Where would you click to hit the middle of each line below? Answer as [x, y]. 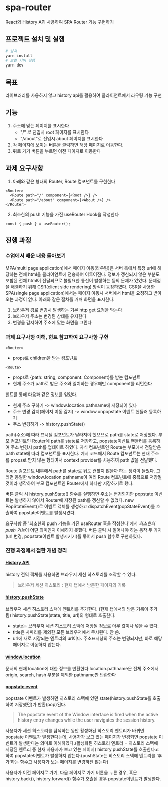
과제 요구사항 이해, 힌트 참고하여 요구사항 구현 [57, 337]
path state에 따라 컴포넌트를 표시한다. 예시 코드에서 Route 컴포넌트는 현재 [78, 453]
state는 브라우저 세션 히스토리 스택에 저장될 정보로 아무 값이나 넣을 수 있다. [86, 626]
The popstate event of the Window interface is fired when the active [88, 715]
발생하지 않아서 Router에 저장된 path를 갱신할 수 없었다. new [74, 500]
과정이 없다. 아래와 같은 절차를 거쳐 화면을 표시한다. [64, 299]
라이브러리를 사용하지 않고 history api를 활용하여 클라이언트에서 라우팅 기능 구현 [83, 95]
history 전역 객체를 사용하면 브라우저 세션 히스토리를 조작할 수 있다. [71, 574]
